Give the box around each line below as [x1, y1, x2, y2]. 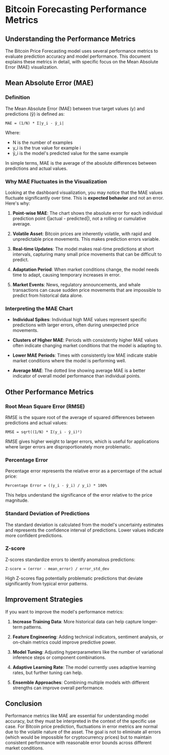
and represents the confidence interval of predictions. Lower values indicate [5, 527, 164, 533]
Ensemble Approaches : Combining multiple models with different [12, 679, 150, 685]
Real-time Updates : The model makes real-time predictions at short [12, 246, 154, 252]
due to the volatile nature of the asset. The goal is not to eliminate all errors [5, 729, 161, 735]
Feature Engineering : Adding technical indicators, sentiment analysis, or [12, 633, 164, 639]
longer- [142, 618, 158, 624]
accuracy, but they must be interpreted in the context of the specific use [5, 718, 156, 724]
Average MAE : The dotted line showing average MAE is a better [12, 367, 146, 373]
